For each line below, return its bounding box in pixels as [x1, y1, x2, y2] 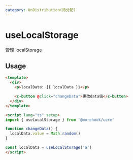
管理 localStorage [5, 47, 42, 53]
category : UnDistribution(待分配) [5, 7, 76, 13]
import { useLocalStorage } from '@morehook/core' [5, 117, 115, 122]
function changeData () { [5, 126, 58, 132]
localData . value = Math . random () [10, 131, 81, 136]
